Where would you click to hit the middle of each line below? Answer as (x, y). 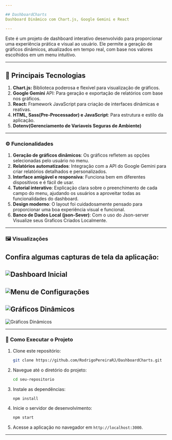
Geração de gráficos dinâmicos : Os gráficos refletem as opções (81, 155)
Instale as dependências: (39, 389)
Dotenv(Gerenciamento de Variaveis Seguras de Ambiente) (77, 126)
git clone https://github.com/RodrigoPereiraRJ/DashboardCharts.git (87, 360)
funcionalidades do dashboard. (46, 199)
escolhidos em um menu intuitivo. (41, 55)
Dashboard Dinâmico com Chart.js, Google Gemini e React (67, 19)
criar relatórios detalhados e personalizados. (60, 171)
